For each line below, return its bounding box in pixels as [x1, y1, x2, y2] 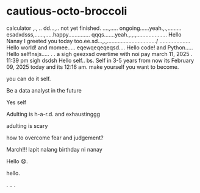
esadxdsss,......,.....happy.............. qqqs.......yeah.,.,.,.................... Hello [6, 30, 182, 38]
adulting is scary [6, 122, 48, 129]
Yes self [6, 99, 27, 106]
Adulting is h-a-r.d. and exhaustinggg [6, 110, 101, 118]
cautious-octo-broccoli [6, 4, 127, 18]
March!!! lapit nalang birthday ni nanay [6, 146, 102, 153]
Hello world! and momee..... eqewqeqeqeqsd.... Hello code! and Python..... [6, 44, 193, 51]
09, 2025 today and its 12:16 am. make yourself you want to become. [6, 63, 179, 71]
